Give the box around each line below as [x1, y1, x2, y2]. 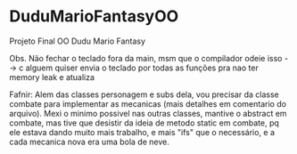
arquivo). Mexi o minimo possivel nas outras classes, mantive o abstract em [9, 108, 287, 118]
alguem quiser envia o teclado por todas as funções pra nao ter [25, 62, 259, 73]
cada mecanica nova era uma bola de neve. [9, 136, 169, 147]
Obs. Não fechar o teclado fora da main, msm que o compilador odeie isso [9, 53, 283, 63]
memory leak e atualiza [9, 71, 95, 82]
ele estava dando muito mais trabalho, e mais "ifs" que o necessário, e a [9, 126, 275, 137]
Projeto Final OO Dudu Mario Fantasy [9, 36, 145, 46]
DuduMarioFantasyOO [9, 6, 179, 27]
